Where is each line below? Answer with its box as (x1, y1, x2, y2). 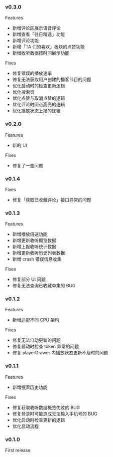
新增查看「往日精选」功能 (12, 31, 65, 37)
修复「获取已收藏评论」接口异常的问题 (12, 197, 91, 203)
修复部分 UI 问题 (12, 276, 46, 282)
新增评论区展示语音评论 (12, 25, 61, 31)
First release (5, 448, 31, 454)
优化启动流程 (12, 423, 39, 429)
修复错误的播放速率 (12, 70, 52, 76)
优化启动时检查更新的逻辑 (12, 417, 65, 423)
